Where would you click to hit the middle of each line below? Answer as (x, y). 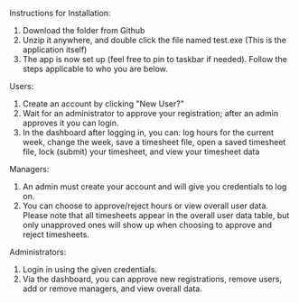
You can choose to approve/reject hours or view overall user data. (145, 206)
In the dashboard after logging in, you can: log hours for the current (148, 133)
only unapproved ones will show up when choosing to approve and (147, 225)
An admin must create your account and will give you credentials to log (154, 187)
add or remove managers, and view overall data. (112, 289)
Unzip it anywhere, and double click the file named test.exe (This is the (154, 40)
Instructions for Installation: (60, 13)
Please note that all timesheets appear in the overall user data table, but (156, 215)
